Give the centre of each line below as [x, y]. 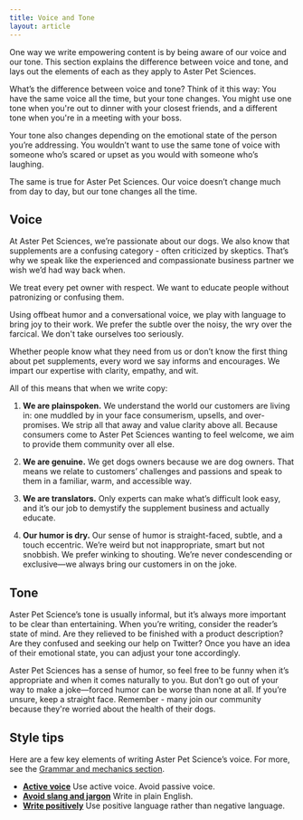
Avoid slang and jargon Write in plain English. [108, 796]
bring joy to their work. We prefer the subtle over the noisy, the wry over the [151, 324]
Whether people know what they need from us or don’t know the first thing [148, 352]
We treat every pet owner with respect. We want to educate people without [149, 288]
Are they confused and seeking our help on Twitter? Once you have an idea [150, 644]
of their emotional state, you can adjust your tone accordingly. [125, 653]
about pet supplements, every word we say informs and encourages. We [145, 361]
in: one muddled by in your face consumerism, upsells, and [133, 415]
